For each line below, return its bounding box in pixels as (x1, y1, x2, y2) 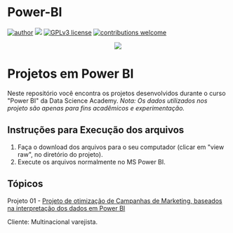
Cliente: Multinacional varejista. (7, 218, 98, 226)
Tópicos (7, 178, 44, 190)
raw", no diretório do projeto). (17, 150, 103, 158)
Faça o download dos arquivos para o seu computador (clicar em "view (17, 143, 225, 151)
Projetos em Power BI (7, 66, 134, 82)
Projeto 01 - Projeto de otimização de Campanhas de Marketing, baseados (7, 197, 222, 205)
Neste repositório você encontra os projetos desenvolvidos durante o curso (7, 89, 226, 97)
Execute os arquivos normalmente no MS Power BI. (17, 157, 166, 166)
